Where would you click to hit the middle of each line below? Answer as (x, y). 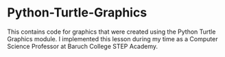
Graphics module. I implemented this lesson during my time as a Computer (113, 38)
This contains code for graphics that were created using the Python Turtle (111, 32)
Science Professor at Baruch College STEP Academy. (82, 46)
